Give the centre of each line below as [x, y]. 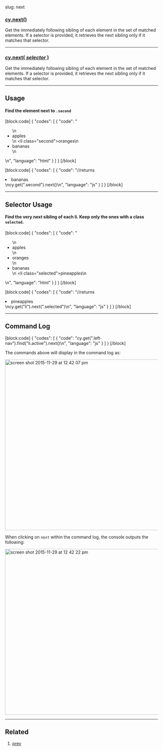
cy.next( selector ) [27, 58]
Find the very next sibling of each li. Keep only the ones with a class [75, 217]
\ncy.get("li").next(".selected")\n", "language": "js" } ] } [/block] [68, 306]
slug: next [15, 7]
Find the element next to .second [38, 111]
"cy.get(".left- [89, 338]
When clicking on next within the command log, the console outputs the [77, 537]
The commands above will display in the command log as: [63, 352]
